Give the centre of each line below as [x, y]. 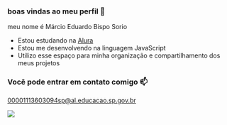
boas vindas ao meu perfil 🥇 [56, 11]
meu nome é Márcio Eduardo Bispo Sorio [67, 27]
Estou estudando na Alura [55, 40]
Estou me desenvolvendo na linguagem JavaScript [92, 48]
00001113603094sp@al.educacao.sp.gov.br [72, 100]
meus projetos [39, 63]
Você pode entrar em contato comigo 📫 [77, 82]
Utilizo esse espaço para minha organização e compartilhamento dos [119, 55]
